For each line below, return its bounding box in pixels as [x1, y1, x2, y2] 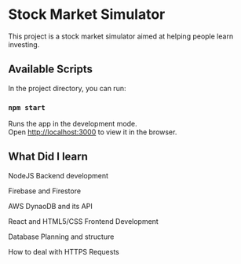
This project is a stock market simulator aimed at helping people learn [8, 31, 234, 41]
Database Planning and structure [8, 232, 115, 241]
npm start [8, 103, 46, 112]
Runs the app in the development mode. [8, 119, 137, 129]
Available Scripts [8, 63, 93, 76]
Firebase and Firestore [8, 186, 81, 196]
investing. [8, 39, 40, 49]
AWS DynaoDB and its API [8, 201, 93, 211]
